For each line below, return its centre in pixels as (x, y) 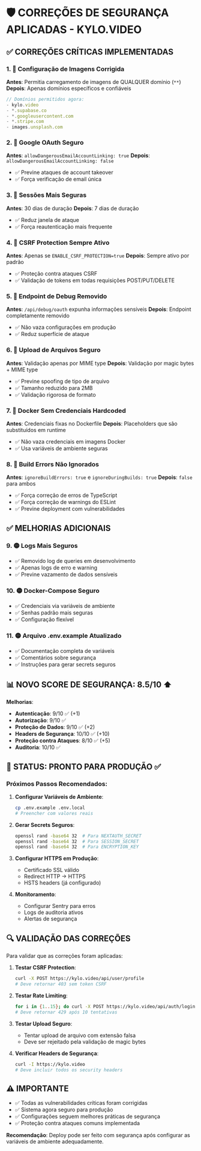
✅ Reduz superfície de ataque (52, 334)
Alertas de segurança (50, 919)
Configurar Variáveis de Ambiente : (59, 796)
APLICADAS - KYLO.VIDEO (74, 30)
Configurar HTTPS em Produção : (57, 858)
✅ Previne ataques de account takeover (64, 172)
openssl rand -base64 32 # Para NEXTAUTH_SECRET (78, 836)
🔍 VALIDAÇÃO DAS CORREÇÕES (68, 938)
